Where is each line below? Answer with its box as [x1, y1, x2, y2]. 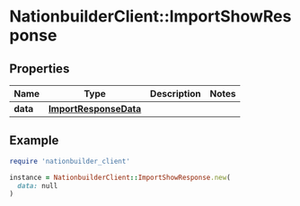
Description [149, 88, 202, 99]
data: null [17, 181, 58, 190]
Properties [9, 61, 70, 76]
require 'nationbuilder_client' [9, 157, 130, 166]
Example [9, 133, 59, 149]
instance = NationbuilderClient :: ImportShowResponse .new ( [9, 173, 231, 182]
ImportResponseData [48, 103, 142, 115]
